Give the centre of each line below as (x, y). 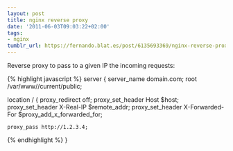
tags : (15, 33)
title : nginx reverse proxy (48, 20)
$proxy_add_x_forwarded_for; (60, 114)
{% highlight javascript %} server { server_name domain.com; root (102, 79)
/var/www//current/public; (45, 86)
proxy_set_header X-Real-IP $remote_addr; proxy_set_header (95, 107)
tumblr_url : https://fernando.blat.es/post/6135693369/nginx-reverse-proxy (119, 46)
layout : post (26, 14)
